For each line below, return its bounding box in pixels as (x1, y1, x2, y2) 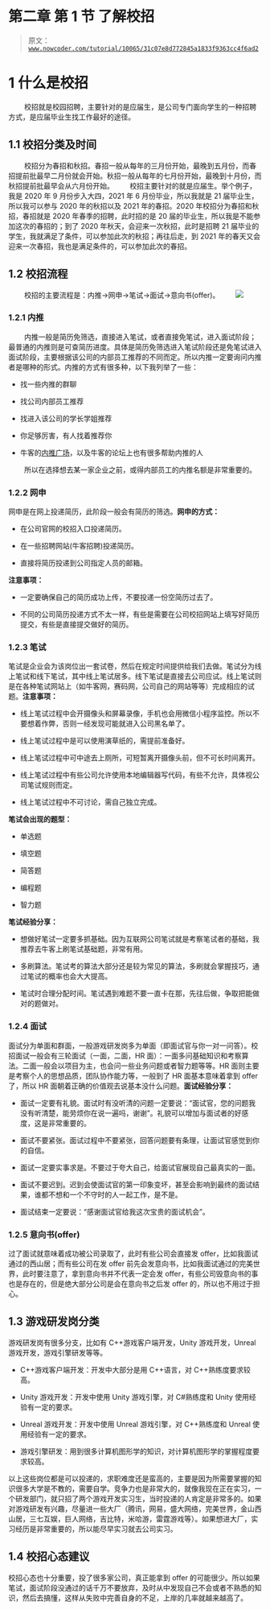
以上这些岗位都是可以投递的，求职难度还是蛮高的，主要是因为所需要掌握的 (8, 1473, 255, 1483)
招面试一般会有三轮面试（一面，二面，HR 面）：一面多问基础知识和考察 (8, 1050, 243, 1060)
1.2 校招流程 (8, 267, 68, 281)
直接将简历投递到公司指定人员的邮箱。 (19, 558, 147, 568)
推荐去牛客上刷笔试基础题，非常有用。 (19, 944, 147, 954)
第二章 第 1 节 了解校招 (8, 7, 155, 26)
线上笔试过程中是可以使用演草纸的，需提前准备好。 (19, 736, 190, 746)
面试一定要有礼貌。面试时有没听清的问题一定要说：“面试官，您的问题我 (19, 1098, 256, 1107)
